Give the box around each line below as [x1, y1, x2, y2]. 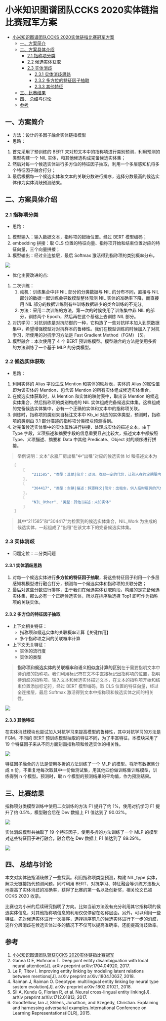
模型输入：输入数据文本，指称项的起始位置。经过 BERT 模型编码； [12, 234, 147, 240]
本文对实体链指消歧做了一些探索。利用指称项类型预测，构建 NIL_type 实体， [5, 874, 160, 880]
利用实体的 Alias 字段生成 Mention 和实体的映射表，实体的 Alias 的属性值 [12, 381, 160, 387]
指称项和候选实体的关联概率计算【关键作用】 [19, 629, 111, 635]
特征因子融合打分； [16, 167, 56, 173]
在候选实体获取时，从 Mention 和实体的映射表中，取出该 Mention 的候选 [12, 393, 159, 399]
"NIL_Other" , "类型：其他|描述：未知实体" [31, 499, 112, 504]
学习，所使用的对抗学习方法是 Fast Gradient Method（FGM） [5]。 [12, 332, 148, 338]
